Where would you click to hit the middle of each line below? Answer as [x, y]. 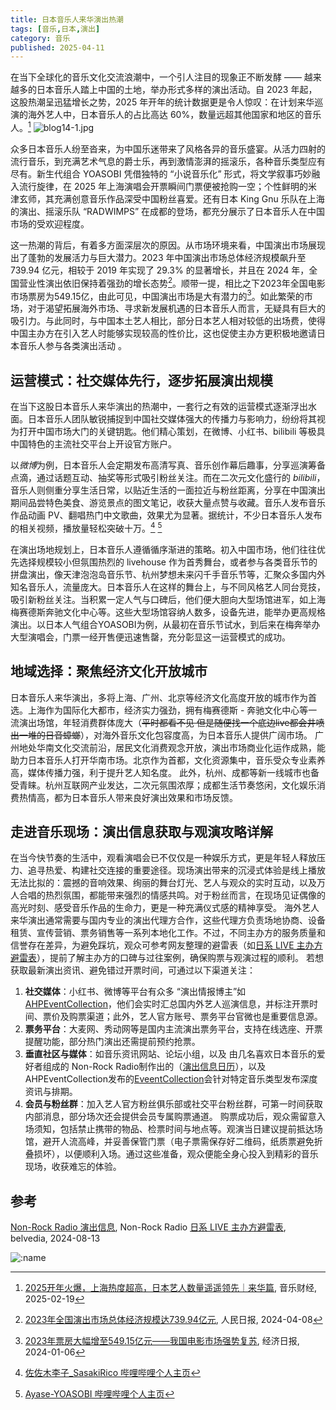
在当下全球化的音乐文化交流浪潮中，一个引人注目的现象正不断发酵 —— [156, 77]
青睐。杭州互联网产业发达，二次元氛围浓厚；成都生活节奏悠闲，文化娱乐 [167, 785]
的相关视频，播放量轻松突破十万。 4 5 [86, 527]
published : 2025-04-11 [57, 47]
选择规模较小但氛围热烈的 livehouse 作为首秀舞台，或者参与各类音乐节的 [168, 562]
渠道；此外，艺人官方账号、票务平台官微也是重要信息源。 [204, 1017]
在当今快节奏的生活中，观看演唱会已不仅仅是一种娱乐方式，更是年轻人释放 [163, 858]
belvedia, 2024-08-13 [55, 1238]
